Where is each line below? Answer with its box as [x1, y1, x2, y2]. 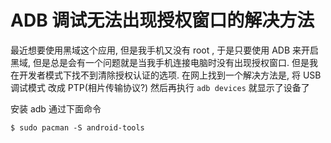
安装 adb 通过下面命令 [10, 102, 102, 115]
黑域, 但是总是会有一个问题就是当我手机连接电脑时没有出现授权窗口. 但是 [10, 56, 310, 68]
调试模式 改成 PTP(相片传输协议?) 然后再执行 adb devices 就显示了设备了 [10, 81, 310, 93]
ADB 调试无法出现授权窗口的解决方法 [10, 9, 315, 32]
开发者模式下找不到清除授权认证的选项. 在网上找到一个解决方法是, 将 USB [18, 69, 322, 81]
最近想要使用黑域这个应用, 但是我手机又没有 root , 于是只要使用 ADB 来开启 [10, 44, 320, 56]
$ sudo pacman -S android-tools [10, 122, 145, 133]
